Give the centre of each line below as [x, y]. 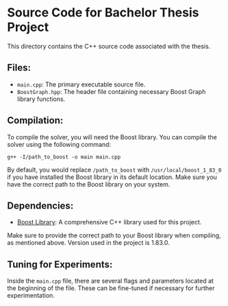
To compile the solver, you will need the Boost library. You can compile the [112, 137]
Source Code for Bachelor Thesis [103, 13]
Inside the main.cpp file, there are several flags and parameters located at [111, 281]
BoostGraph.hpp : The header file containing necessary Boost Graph [111, 91]
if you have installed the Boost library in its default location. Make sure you [112, 177]
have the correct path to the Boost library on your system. [89, 184]
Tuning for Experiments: [60, 264]
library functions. [41, 99]
